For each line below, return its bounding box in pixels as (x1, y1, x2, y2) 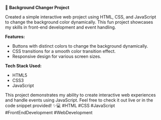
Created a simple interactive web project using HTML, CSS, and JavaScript (5, 14, 157, 19)
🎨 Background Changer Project (5, 5, 69, 10)
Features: (5, 34, 25, 39)
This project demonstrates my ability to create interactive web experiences (5, 92, 156, 98)
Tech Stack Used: (5, 63, 42, 69)
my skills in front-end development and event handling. (5, 24, 116, 30)
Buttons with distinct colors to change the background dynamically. (12, 43, 148, 49)
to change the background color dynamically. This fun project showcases (5, 19, 153, 25)
